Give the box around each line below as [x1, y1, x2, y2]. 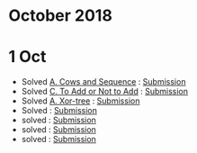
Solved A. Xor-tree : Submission [21, 95, 140, 106]
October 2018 [8, 5, 113, 26]
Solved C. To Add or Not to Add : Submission [21, 86, 189, 97]
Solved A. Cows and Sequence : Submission [21, 76, 186, 87]
